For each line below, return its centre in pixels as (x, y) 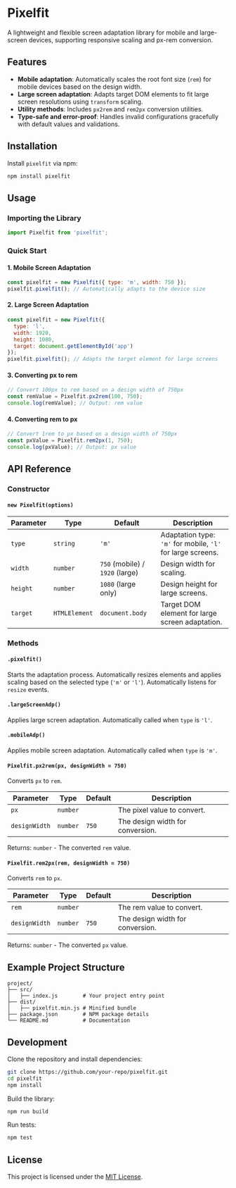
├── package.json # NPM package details (78, 1015)
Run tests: (22, 1125)
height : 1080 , (34, 340)
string (64, 544)
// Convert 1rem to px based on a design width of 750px (92, 434)
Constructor (29, 489)
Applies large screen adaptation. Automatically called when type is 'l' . (110, 719)
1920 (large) (119, 573)
